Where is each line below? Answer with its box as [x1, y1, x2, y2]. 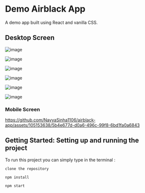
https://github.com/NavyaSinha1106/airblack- [5, 117, 96, 123]
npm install [5, 174, 29, 180]
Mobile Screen [5, 106, 40, 113]
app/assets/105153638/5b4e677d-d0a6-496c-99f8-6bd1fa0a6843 [5, 122, 140, 128]
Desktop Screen [5, 34, 55, 42]
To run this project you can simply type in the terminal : [5, 157, 116, 163]
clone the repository [5, 166, 49, 171]
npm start [5, 183, 25, 188]
